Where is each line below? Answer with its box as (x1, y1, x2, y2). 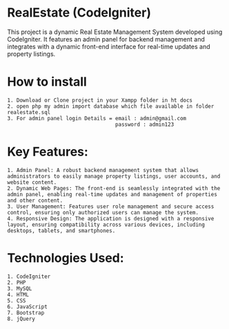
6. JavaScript (7, 303, 48, 310)
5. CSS (7, 297, 26, 304)
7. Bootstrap (7, 309, 45, 316)
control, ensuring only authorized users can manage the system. (7, 209, 199, 216)
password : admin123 (114, 121, 175, 128)
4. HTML (7, 291, 30, 298)
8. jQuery (7, 315, 36, 322)
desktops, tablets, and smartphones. (7, 227, 116, 234)
